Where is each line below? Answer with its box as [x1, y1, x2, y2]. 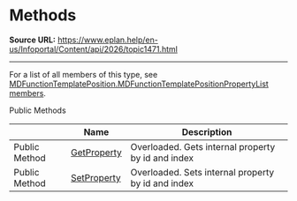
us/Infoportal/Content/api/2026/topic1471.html [9, 43, 179, 54]
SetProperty [70, 171, 121, 183]
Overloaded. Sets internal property [130, 166, 275, 178]
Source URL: [9, 34, 56, 45]
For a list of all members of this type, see [9, 69, 158, 79]
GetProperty [70, 146, 122, 159]
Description [181, 125, 232, 138]
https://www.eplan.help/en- [57, 34, 159, 45]
